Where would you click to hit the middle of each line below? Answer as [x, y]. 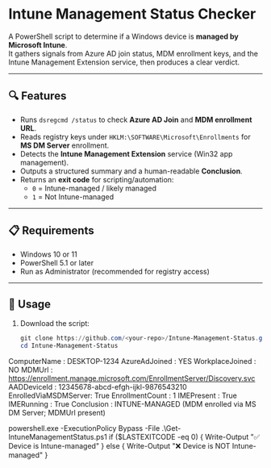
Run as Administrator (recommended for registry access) [115, 271]
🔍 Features [38, 96]
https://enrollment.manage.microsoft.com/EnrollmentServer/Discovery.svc [132, 378]
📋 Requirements [51, 231]
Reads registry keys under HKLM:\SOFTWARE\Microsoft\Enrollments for [135, 136]
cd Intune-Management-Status [69, 346]
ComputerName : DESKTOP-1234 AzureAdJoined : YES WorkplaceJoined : [132, 361]
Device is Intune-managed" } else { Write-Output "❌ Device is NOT [119, 446]
